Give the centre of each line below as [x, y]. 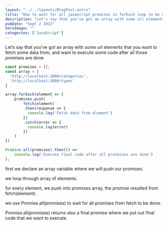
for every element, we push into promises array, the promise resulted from [82, 188]
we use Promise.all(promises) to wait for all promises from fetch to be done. [83, 203]
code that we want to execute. [36, 218]
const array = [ [22, 71]
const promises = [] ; [28, 67]
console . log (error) [48, 127]
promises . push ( [30, 99]
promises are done [24, 58]
